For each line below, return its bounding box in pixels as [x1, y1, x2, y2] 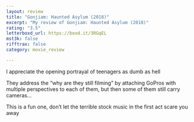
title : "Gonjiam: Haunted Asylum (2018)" [6, 14, 110, 20]
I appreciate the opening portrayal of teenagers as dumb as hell [6, 68, 161, 75]
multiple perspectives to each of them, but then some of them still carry [6, 86, 180, 93]
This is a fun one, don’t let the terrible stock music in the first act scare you [6, 103, 188, 110]
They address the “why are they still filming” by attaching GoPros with [6, 79, 176, 86]
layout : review [6, 8, 44, 15]
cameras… [6, 91, 32, 99]
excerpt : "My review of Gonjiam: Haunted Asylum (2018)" [6, 19, 149, 25]
